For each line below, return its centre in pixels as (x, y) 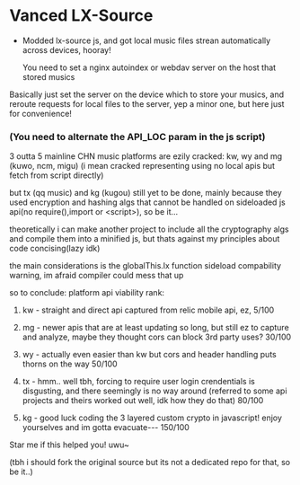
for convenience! (40, 113)
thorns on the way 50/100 (70, 364)
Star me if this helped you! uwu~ (70, 445)
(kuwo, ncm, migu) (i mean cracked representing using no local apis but (142, 166)
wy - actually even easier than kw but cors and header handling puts (149, 355)
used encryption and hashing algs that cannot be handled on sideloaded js (147, 202)
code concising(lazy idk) (55, 249)
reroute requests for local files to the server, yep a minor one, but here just (147, 103)
